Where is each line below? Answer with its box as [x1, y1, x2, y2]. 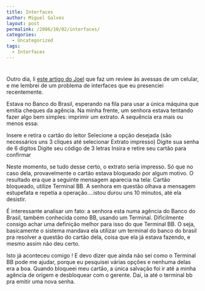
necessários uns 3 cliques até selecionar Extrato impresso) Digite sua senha [6, 138, 199, 145]
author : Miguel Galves [6, 15, 64, 21]
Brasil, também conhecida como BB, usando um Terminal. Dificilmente [6, 214, 184, 221]
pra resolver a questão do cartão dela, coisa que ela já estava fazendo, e [6, 233, 191, 241]
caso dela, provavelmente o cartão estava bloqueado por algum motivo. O [6, 169, 194, 176]
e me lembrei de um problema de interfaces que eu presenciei [6, 81, 164, 89]
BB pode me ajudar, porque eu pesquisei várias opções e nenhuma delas [6, 258, 191, 265]
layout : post [6, 20, 40, 26]
